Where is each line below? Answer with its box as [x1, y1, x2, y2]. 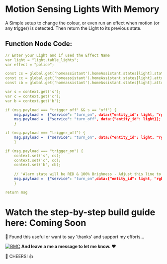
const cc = [5, 76, 28, 81]
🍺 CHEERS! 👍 [5, 253, 34, 259]
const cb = [5, 81, 28, 86]
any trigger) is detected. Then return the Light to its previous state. [5, 25, 142, 31]
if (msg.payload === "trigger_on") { [5, 148, 83, 154]
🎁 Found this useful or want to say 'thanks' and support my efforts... [5, 234, 145, 240]
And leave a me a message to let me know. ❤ [21, 243, 116, 249]
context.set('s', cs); [14, 153, 61, 158]
